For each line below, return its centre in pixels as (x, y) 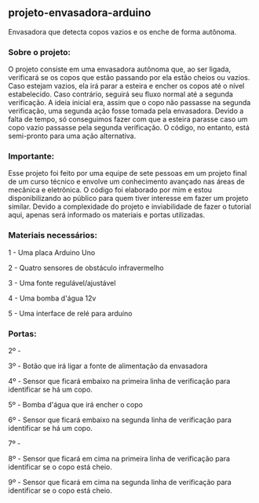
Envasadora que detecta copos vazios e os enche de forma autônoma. (122, 31)
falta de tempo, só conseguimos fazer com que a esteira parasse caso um (128, 119)
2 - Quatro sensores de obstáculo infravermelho (86, 268)
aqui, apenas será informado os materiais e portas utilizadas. (107, 215)
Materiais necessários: (53, 235)
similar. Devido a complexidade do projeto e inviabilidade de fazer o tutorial (129, 206)
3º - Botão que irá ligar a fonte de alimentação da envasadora (108, 366)
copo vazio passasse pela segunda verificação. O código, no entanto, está (129, 128)
